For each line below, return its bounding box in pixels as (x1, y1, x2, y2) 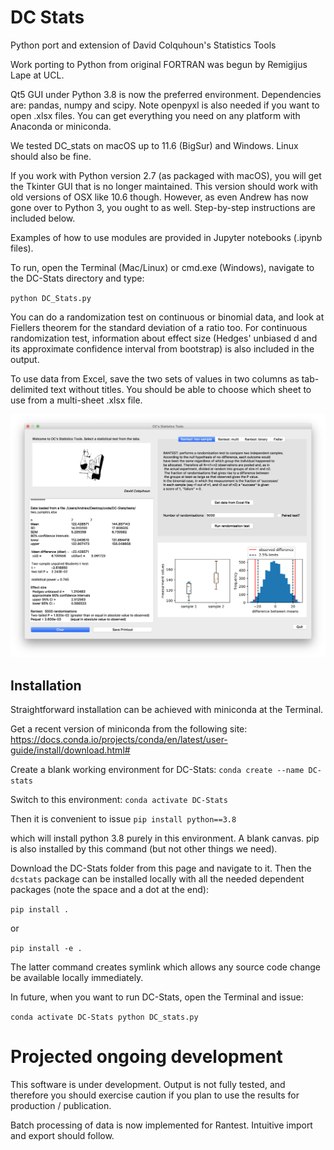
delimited (10, 383, 49, 395)
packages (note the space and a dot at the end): (10, 884, 209, 896)
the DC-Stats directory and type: (10, 272, 145, 284)
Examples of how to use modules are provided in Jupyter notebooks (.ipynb (10, 231, 323, 243)
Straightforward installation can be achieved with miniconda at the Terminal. (10, 704, 324, 716)
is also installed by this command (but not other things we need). (10, 843, 278, 855)
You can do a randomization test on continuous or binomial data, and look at (10, 311, 325, 323)
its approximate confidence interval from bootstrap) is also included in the (10, 342, 315, 355)
